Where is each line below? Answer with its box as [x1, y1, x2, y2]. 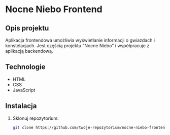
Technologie [5, 62, 46, 72]
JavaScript [12, 87, 36, 93]
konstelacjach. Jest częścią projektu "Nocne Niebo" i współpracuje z [5, 43, 150, 49]
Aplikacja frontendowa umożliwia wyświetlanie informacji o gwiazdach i [5, 37, 155, 43]
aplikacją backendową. [5, 48, 53, 54]
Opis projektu [5, 24, 49, 32]
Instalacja [5, 102, 37, 110]
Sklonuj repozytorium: [12, 115, 59, 121]
